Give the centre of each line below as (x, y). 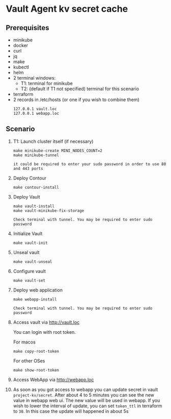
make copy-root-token (36, 351)
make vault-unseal (33, 262)
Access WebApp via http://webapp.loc (53, 379)
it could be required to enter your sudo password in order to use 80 (90, 164)
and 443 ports (28, 168)
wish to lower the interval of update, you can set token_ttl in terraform (88, 406)
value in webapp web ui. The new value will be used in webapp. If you (87, 400)
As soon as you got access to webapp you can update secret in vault (85, 389)
